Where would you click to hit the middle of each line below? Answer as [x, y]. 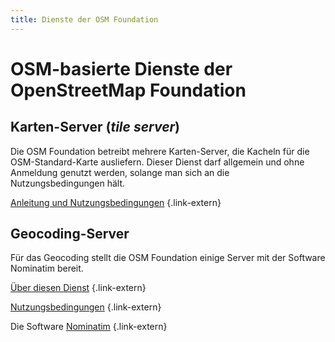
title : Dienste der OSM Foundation [84, 19]
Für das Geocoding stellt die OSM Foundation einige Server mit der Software [168, 258]
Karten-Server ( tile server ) [95, 127]
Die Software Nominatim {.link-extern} [89, 327]
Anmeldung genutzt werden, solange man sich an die [120, 172]
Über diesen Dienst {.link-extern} [78, 288]
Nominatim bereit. [47, 268]
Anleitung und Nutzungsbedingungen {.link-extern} [116, 202]
